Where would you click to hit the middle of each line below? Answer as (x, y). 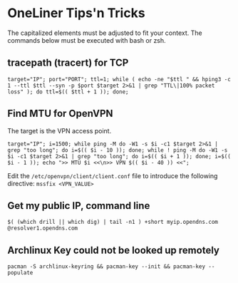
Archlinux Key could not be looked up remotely (113, 250)
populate (20, 273)
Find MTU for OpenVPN (60, 114)
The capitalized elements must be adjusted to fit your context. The (105, 33)
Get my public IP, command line (79, 206)
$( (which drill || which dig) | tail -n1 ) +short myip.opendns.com (113, 222)
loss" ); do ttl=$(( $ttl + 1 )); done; (68, 92)
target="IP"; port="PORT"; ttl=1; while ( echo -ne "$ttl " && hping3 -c (119, 79)
